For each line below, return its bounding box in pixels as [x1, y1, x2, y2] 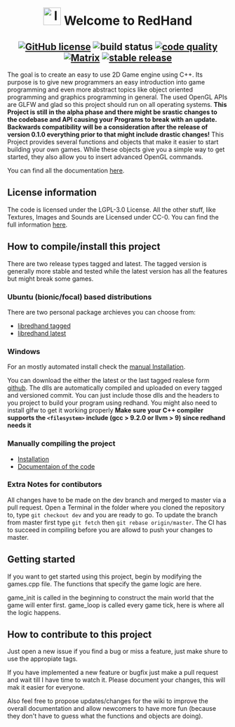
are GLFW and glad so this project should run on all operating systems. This [7, 101, 227, 108]
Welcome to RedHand [63, 13, 193, 29]
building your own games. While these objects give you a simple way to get [7, 145, 225, 153]
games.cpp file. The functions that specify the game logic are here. [7, 579, 202, 588]
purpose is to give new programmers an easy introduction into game [7, 78, 206, 86]
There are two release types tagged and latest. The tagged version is [7, 259, 207, 267]
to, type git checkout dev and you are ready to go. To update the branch [7, 510, 218, 519]
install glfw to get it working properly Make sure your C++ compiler [7, 406, 203, 415]
